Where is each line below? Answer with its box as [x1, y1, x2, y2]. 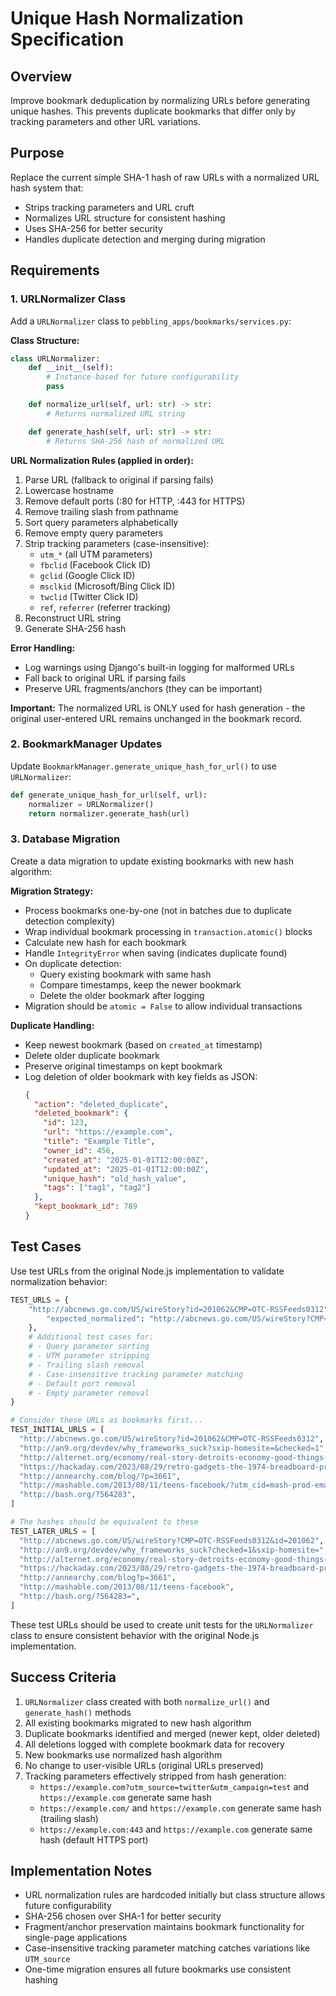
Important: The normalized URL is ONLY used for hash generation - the [10, 702, 306, 714]
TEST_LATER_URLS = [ [10, 1526, 97, 1536]
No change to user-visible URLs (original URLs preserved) [24, 1759, 264, 1771]
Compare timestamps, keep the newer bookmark [39, 978, 242, 991]
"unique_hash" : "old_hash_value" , [43, 1173, 187, 1184]
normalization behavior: [10, 1275, 108, 1287]
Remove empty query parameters [24, 527, 164, 539]
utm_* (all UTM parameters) [39, 548, 153, 560]
